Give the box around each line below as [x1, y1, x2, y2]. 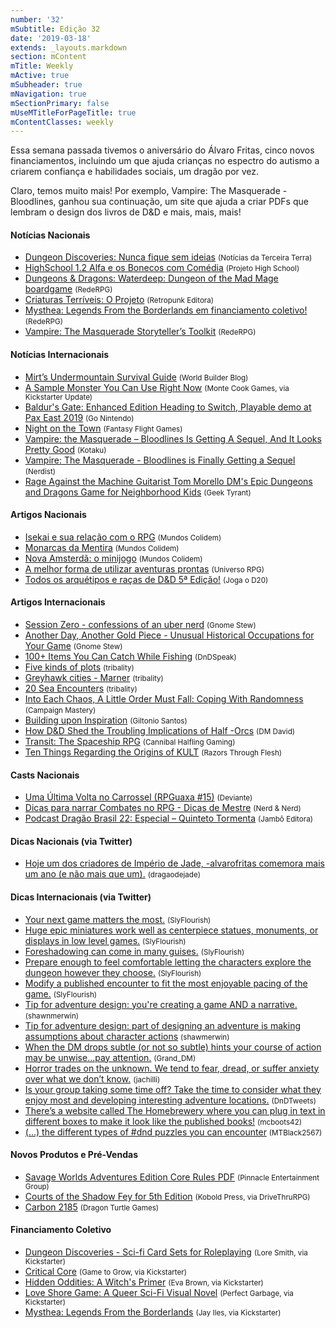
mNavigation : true [10, 89, 87, 99]
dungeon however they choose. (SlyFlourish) [24, 966, 202, 978]
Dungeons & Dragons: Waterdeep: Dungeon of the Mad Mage [24, 272, 279, 285]
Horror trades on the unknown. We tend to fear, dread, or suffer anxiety [24, 1062, 320, 1074]
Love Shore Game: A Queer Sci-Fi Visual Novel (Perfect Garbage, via [24, 1287, 294, 1299]
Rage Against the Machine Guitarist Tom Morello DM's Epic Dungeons [24, 475, 313, 487]
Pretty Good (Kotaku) [24, 443, 107, 455]
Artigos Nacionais [10, 509, 87, 521]
